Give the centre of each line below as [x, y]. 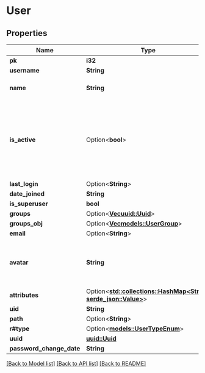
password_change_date [45, 348]
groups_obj [26, 223]
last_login [24, 184]
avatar [19, 262]
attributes [24, 295]
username [24, 70]
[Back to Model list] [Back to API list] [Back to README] [76, 364]
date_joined [27, 194]
